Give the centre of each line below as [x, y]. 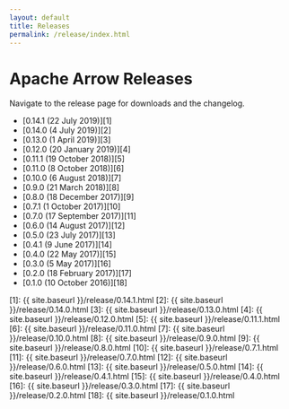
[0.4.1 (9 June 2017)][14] [67, 245]
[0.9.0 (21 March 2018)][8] [70, 187]
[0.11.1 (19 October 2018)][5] [74, 159]
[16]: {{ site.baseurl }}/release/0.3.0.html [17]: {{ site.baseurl [120, 386]
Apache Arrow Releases [101, 78]
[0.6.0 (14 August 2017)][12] [74, 226]
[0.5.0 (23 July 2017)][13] [69, 235]
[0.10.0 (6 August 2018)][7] [72, 178]
